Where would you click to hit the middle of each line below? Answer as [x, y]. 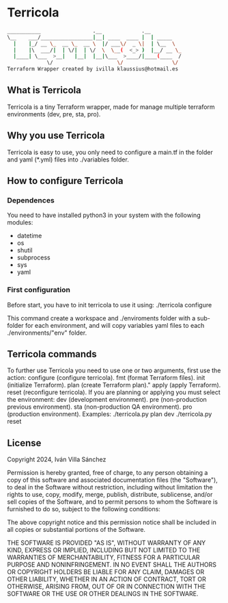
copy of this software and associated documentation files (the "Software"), [113, 480]
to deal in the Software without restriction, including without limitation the [110, 487]
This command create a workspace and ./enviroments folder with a [101, 318]
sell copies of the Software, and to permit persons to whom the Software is [113, 502]
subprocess [33, 257]
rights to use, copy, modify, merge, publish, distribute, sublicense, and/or [110, 495]
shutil [25, 251]
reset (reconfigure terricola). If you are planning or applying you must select [114, 392]
